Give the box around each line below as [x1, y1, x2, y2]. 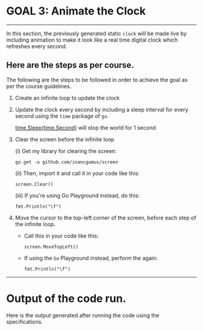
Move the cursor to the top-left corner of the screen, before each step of [14, 214, 196, 221]
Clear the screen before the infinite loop [14, 136, 115, 143]
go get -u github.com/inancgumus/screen [14, 159, 118, 165]
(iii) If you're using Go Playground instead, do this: [14, 192, 140, 199]
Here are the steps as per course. [6, 60, 134, 71]
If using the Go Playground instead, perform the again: [24, 254, 158, 262]
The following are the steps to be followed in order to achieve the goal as [6, 76, 188, 83]
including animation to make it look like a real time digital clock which [6, 36, 178, 43]
